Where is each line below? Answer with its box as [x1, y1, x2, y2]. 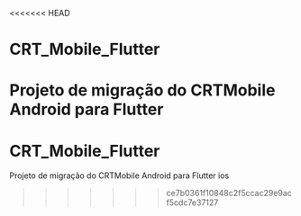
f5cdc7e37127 [166, 197, 219, 208]
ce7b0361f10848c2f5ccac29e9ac [166, 188, 293, 199]
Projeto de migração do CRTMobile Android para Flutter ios [9, 170, 230, 181]
